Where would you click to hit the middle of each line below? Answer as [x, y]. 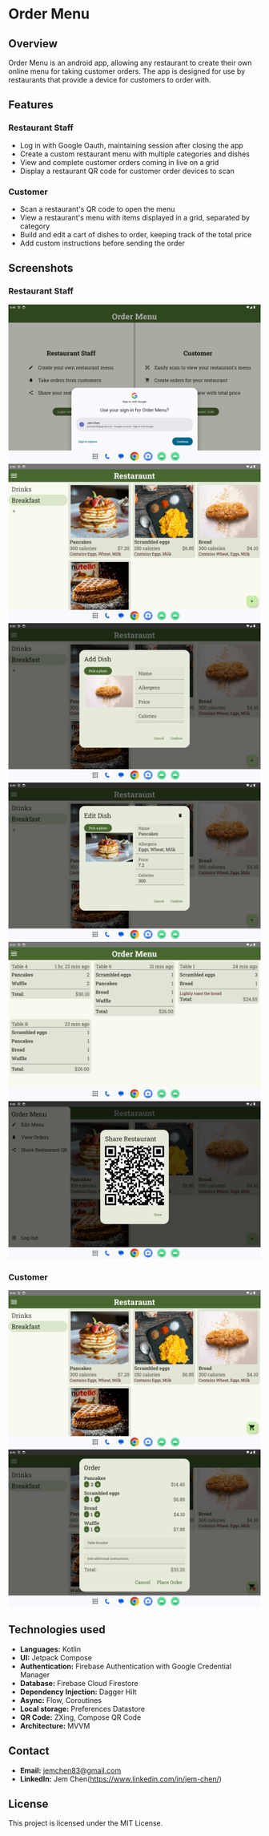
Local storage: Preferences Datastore [82, 1709]
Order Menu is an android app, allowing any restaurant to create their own [130, 63]
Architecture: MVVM [55, 1725]
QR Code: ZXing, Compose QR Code [80, 1717]
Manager [35, 1674]
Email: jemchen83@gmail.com [70, 1770]
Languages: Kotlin [50, 1649]
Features [31, 105]
